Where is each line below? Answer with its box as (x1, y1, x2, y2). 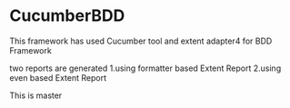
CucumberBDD (9, 5, 125, 26)
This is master (9, 90, 63, 101)
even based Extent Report (9, 72, 107, 83)
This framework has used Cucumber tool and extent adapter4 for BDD (9, 35, 273, 46)
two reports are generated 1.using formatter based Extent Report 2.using (9, 63, 282, 74)
